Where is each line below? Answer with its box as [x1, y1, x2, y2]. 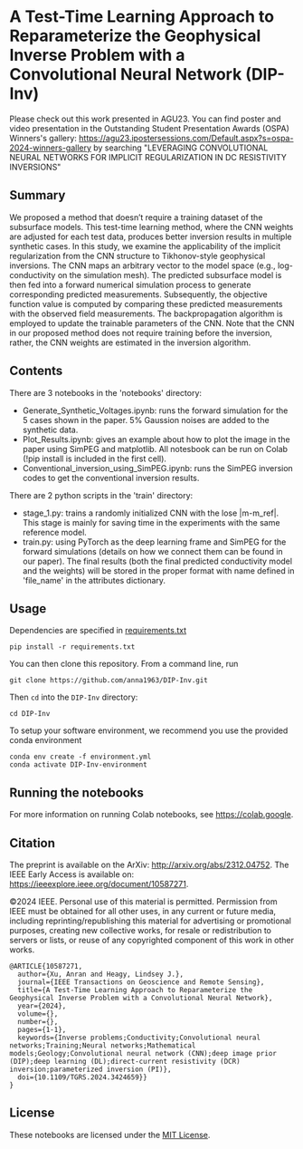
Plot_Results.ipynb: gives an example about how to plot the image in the [22, 433, 291, 445]
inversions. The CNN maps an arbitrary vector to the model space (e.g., [9, 260, 276, 271]
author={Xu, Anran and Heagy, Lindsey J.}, [17, 970, 184, 979]
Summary [9, 188, 66, 203]
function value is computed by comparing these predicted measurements [9, 298, 283, 309]
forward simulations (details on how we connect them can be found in [22, 546, 283, 556]
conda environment [9, 735, 82, 746]
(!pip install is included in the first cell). [22, 453, 167, 464]
